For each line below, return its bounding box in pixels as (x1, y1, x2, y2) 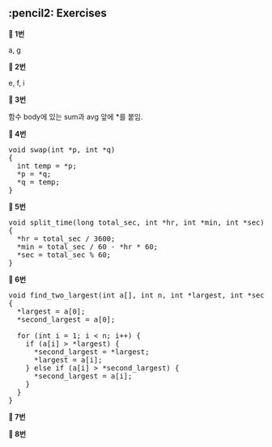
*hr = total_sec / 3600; (16, 234, 116, 243)
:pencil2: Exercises (8, 6, 107, 20)
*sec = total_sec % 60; (16, 250, 112, 259)
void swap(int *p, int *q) (8, 145, 116, 154)
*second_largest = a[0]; (16, 314, 116, 324)
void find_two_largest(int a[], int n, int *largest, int (8, 290, 244, 300)
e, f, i (8, 78, 25, 87)
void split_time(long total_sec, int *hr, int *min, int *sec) (8, 217, 265, 227)
